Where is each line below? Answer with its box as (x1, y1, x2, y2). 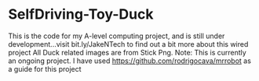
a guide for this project (8, 64, 82, 73)
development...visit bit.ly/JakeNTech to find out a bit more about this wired (8, 39, 249, 48)
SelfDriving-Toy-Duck (8, 5, 154, 23)
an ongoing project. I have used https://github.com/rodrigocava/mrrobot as (8, 56, 251, 65)
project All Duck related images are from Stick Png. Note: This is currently (8, 48, 247, 57)
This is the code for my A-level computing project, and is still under (8, 31, 225, 40)
